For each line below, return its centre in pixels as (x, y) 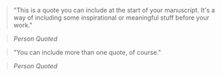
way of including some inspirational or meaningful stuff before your (111, 18)
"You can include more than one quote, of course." (87, 52)
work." (23, 25)
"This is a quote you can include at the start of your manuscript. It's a (114, 10)
